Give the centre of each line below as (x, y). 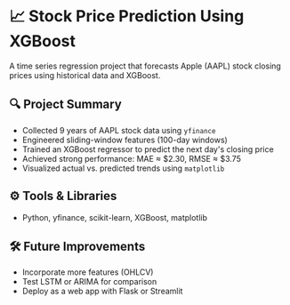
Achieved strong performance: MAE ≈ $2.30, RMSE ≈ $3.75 (132, 158)
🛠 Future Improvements (77, 246)
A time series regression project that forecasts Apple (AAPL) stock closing (145, 66)
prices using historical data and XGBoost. (85, 75)
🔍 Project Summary (65, 104)
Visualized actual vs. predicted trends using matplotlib (123, 168)
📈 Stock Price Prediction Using (127, 16)
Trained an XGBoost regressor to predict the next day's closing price (148, 149)
